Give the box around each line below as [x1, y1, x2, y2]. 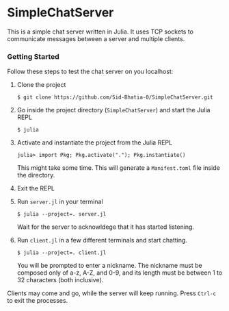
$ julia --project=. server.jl [16, 211, 107, 218]
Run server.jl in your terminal [16, 197, 104, 206]
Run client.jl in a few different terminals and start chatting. [16, 236, 188, 245]
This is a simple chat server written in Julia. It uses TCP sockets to [7, 27, 193, 36]
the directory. [16, 171, 55, 179]
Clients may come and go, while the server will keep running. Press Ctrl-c [7, 289, 217, 297]
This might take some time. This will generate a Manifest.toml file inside [16, 164, 220, 172]
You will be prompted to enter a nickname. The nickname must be [16, 262, 203, 270]
